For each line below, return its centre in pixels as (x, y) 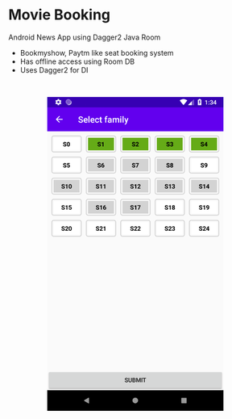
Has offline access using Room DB (77, 61)
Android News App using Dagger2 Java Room (85, 37)
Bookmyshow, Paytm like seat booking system (97, 52)
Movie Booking (60, 15)
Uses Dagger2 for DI (54, 69)
